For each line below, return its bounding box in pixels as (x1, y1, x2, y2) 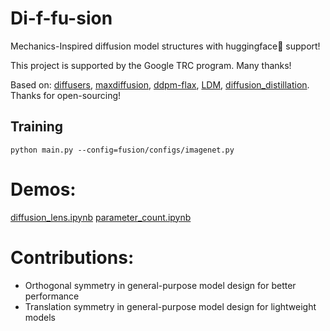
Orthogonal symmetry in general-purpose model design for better (24, 279, 297, 291)
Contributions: (10, 246, 135, 269)
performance (24, 290, 80, 302)
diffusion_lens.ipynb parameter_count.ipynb (10, 211, 192, 223)
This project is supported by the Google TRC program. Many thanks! (10, 59, 292, 71)
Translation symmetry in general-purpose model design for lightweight (24, 300, 317, 312)
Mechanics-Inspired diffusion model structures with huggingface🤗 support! (10, 40, 321, 52)
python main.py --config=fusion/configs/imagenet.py (10, 145, 235, 155)
